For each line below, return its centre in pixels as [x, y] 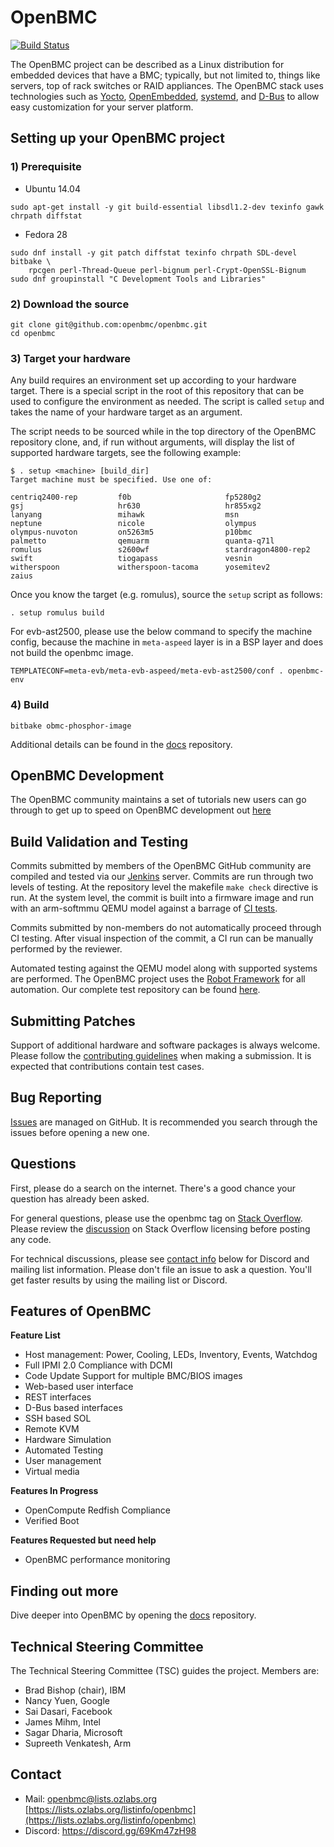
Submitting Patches [73, 1021]
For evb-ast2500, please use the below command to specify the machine [161, 632]
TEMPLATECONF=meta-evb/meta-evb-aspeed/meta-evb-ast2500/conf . [147, 671]
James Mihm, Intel [62, 1722]
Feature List [35, 1335]
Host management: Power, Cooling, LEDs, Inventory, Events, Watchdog [171, 1355]
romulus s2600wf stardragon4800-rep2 [160, 550]
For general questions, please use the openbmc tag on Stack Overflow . [156, 1218]
